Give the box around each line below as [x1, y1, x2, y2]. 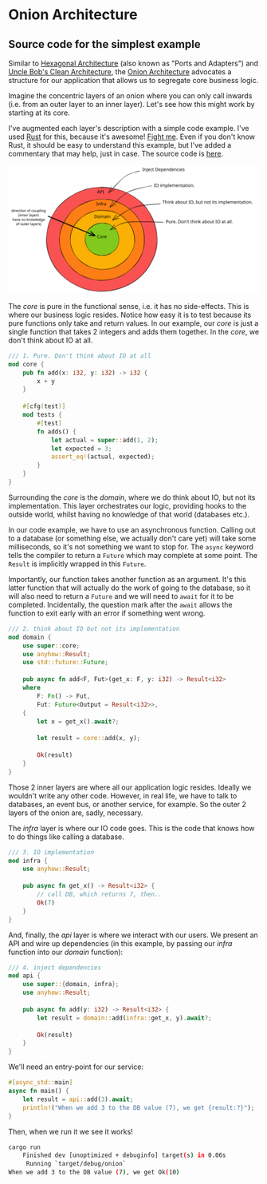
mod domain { [8, 633, 52, 641]
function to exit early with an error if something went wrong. [8, 608, 206, 618]
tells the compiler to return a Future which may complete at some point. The [8, 550, 257, 560]
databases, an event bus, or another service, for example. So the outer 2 [8, 799, 247, 809]
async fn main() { [8, 1087, 69, 1095]
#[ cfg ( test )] [22, 402, 66, 410]
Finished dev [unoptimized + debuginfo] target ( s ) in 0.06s [22, 1151, 226, 1159]
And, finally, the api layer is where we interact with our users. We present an [8, 930, 259, 940]
